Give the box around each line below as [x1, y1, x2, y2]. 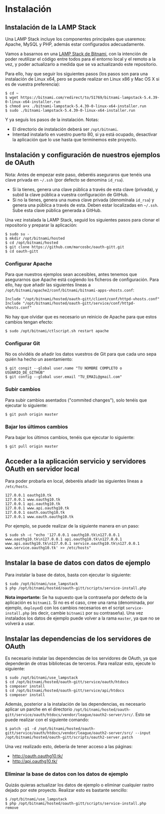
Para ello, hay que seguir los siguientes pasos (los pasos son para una [5, 71, 148, 77]
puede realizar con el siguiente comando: [5, 717, 90, 723]
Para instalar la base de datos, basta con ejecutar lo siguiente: [5, 572, 132, 578]
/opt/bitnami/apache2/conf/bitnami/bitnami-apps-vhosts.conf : [5, 287, 134, 293]
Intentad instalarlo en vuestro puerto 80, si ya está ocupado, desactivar [12, 131, 158, 137]
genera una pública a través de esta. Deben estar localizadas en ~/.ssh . [12, 202, 159, 208]
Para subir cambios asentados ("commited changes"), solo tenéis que [5, 397, 147, 403]
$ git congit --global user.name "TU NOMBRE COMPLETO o [5, 366, 122, 371]
